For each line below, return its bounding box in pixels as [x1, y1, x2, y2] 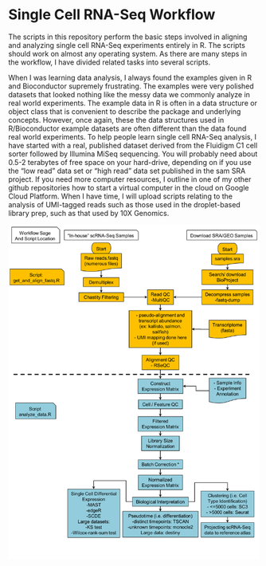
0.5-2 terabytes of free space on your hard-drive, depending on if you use [8, 157, 252, 167]
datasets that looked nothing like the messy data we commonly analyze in [8, 89, 251, 99]
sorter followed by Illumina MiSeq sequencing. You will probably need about [8, 149, 258, 159]
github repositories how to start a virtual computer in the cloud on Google [8, 183, 249, 192]
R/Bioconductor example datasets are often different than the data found [8, 124, 247, 133]
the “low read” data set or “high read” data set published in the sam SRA [8, 166, 246, 175]
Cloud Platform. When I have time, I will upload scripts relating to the [8, 191, 233, 201]
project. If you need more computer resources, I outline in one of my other [8, 174, 252, 184]
